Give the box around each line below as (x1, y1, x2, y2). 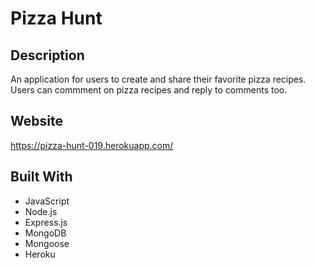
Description (10, 47, 85, 64)
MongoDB (24, 227, 67, 239)
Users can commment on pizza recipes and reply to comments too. (10, 84, 288, 96)
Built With (10, 168, 73, 186)
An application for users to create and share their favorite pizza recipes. (10, 73, 307, 85)
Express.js (24, 216, 68, 228)
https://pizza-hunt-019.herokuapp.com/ (10, 139, 174, 151)
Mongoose (24, 237, 70, 249)
